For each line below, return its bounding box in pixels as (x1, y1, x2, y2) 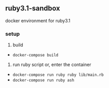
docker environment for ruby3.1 (5, 17, 71, 23)
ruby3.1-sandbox (5, 4, 60, 13)
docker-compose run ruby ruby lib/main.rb (12, 72, 104, 78)
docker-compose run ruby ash (12, 78, 75, 83)
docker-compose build (12, 53, 58, 58)
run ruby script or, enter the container (12, 62, 91, 68)
